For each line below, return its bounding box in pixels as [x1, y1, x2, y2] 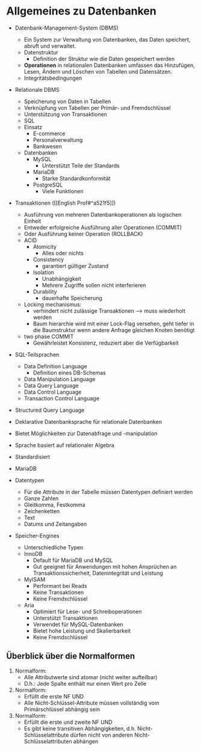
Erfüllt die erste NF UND [23, 692, 84, 700]
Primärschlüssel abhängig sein [23, 705, 100, 713]
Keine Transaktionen [32, 589, 84, 596]
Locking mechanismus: [23, 301, 82, 308]
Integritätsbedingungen [23, 74, 82, 81]
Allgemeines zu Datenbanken [6, 4, 156, 18]
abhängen [73, 738, 99, 745]
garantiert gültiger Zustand [42, 262, 109, 269]
